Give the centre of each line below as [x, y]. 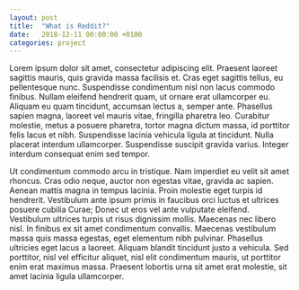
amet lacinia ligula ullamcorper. [66, 277]
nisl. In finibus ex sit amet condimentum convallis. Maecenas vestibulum [143, 229]
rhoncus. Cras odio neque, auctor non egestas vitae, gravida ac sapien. [141, 181]
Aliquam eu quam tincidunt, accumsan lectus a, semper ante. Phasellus [141, 106]
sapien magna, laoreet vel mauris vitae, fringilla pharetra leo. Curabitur [140, 116]
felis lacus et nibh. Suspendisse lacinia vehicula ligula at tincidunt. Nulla [141, 135]
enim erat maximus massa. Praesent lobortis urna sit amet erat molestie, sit [148, 267]
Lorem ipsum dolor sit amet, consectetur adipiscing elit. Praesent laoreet [144, 68]
